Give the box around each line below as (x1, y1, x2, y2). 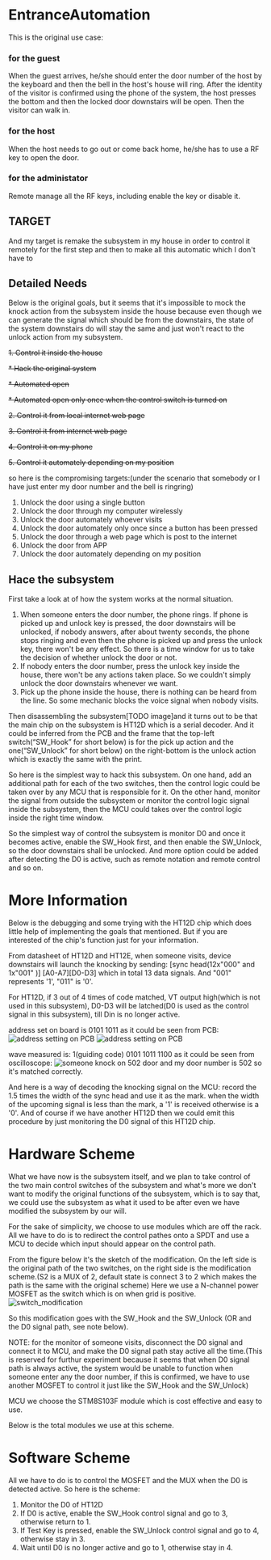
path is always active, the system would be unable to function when (8, 1363, 234, 1373)
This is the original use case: (8, 32, 103, 42)
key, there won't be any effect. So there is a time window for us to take (19, 645, 256, 654)
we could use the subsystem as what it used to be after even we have (8, 1198, 240, 1207)
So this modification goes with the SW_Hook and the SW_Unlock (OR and (8, 1313, 252, 1323)
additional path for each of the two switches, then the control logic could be (8, 779, 261, 788)
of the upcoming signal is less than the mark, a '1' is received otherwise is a (8, 1100, 260, 1110)
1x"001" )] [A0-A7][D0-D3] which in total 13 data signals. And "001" (8, 968, 232, 978)
